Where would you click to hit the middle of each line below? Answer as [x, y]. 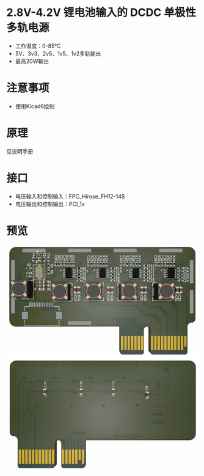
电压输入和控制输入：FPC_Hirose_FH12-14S [70, 196]
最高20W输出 [32, 61]
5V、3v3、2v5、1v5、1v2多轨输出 [58, 53]
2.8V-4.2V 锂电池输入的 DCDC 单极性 [101, 13]
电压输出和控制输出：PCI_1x [50, 204]
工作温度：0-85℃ [38, 46]
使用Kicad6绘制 [35, 106]
